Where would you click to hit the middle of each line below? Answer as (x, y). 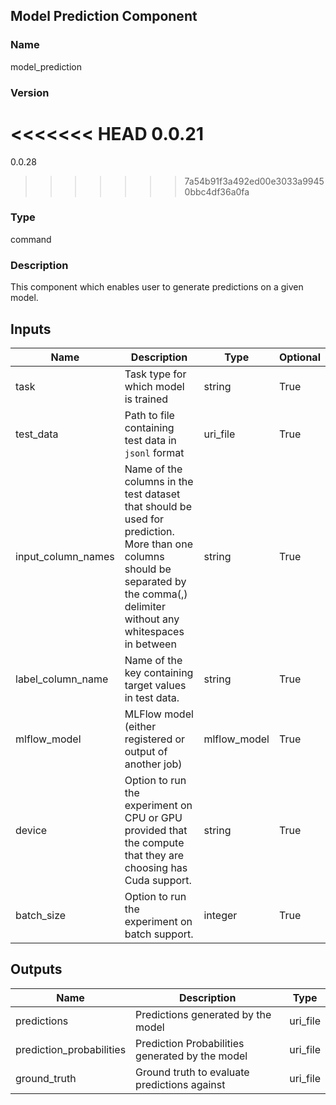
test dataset (152, 494)
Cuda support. (158, 880)
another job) (153, 764)
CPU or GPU (153, 817)
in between (150, 644)
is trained (146, 399)
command (31, 239)
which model (154, 386)
